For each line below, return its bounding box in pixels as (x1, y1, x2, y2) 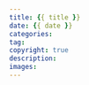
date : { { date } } (9, 21, 73, 30)
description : (9, 54, 57, 63)
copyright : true (9, 46, 69, 55)
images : (9, 63, 38, 72)
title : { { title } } (9, 12, 81, 22)
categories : (9, 29, 53, 38)
